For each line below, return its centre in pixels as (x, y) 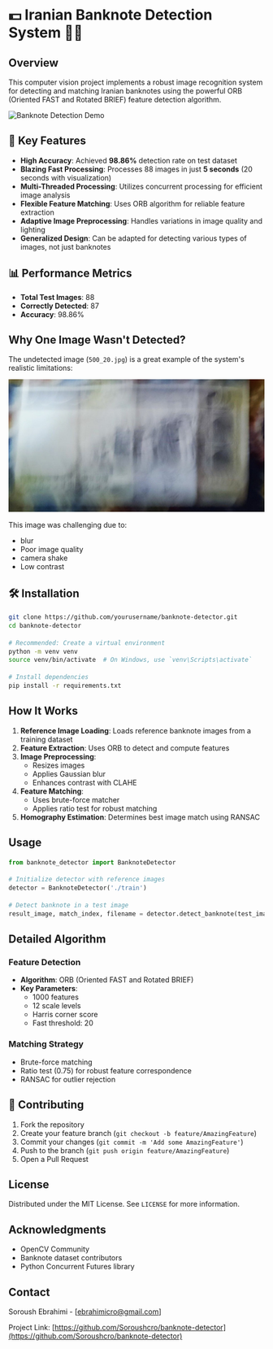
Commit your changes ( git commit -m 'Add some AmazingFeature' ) (132, 1142)
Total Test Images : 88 (57, 297)
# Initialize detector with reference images (87, 880)
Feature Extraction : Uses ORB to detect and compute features (125, 748)
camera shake (44, 558)
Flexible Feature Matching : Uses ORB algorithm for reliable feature (132, 203)
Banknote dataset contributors (71, 1258)
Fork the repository (52, 1125)
